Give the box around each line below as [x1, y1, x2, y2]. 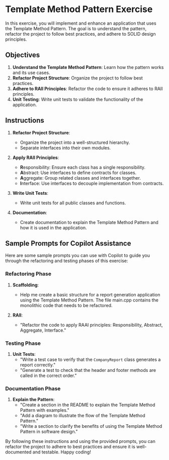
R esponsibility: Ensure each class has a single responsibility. [20, 164, 146, 170]
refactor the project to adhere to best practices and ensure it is [5, 444, 136, 450]
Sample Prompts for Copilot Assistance [5, 239, 131, 248]
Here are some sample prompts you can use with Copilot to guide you [5, 253, 150, 259]
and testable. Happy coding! [32, 449, 92, 455]
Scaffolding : [12, 282, 39, 288]
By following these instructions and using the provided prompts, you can [5, 438, 156, 444]
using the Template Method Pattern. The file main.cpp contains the [20, 297, 158, 303]
